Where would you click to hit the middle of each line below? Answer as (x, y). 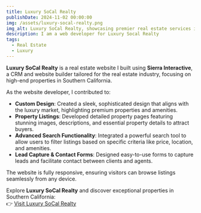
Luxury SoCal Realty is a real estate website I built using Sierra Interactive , (100, 68)
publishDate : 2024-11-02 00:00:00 (49, 17)
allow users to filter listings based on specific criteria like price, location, (104, 142)
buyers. (24, 129)
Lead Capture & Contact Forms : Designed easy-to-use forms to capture (104, 154)
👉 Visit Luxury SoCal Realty (41, 203)
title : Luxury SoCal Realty (41, 12)
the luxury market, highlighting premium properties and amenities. (96, 110)
